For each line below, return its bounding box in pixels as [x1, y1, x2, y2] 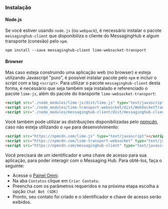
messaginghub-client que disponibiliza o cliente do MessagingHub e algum [5, 33, 159, 39]
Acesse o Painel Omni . [12, 172, 59, 178]
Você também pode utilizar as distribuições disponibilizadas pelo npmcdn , [5, 118, 158, 124]
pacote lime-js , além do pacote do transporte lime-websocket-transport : [5, 90, 156, 96]
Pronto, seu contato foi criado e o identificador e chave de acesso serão [12, 193, 161, 199]
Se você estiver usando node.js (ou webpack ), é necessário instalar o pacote [5, 27, 161, 33]
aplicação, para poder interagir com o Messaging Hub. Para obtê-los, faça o [5, 157, 162, 163]
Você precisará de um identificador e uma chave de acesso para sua [5, 152, 147, 158]
